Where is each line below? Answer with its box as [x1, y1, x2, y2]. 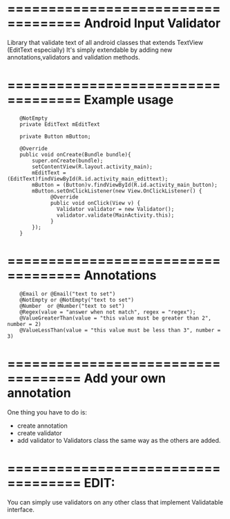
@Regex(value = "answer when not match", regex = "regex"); [19, 309, 196, 316]
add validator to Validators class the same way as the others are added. [17, 436, 221, 444]
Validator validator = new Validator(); [56, 206, 175, 212]
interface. [7, 505, 35, 513]
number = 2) [7, 320, 41, 327]
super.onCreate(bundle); [32, 157, 104, 164]
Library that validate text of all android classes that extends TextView [7, 38, 204, 46]
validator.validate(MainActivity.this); [56, 212, 175, 219]
